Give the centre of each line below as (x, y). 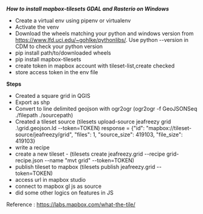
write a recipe (32, 147)
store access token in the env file (57, 72)
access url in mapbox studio (50, 180)
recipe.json (29, 160)
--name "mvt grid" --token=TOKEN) (90, 160)
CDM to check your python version (59, 46)
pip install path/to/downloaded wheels (63, 53)
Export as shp (33, 102)
